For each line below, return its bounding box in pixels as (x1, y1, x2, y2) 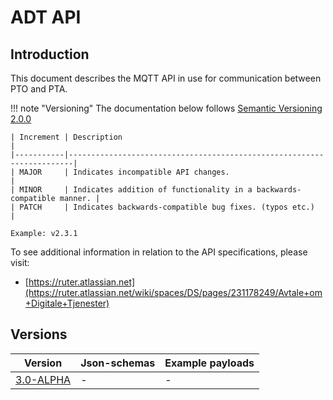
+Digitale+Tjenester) (24, 297, 110, 309)
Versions (10, 326, 68, 343)
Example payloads (164, 356, 255, 370)
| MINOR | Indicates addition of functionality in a (10, 185, 253, 195)
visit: (10, 257, 30, 268)
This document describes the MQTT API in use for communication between (10, 72, 322, 84)
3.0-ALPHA (15, 372, 72, 386)
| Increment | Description (10, 132, 123, 142)
